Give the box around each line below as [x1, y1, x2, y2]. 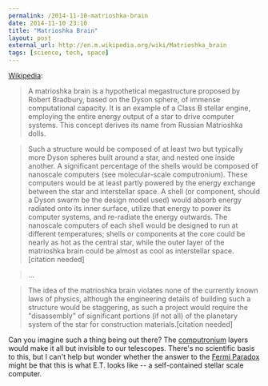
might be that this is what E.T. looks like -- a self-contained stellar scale [8, 360, 244, 370]
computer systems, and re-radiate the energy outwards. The [27, 213, 228, 221]
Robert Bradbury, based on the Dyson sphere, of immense [27, 95, 221, 104]
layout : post [8, 34, 52, 42]
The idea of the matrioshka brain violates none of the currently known [27, 285, 258, 295]
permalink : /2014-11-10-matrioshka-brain [8, 11, 149, 20]
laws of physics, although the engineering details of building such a [27, 294, 251, 304]
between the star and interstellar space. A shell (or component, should [27, 187, 261, 196]
